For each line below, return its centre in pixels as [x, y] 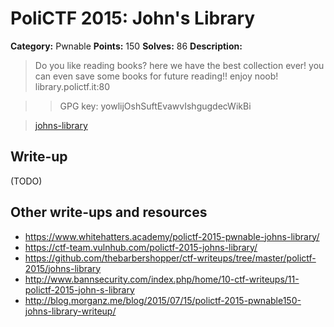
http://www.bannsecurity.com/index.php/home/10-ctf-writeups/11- [162, 279]
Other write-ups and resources [109, 212]
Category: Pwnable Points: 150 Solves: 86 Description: [126, 46]
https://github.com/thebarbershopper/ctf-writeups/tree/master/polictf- [170, 258]
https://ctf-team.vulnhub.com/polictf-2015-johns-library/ [141, 247]
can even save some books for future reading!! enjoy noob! [156, 76]
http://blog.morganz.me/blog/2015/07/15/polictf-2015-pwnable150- [163, 300]
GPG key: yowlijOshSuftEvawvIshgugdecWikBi [155, 106]
